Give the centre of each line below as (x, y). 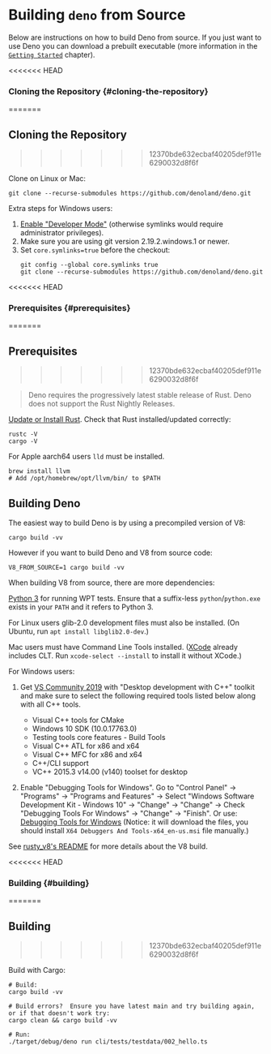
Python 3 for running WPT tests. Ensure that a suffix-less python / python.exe (135, 598)
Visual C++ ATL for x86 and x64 (86, 746)
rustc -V (23, 435)
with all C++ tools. (50, 704)
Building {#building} (49, 883)
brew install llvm (39, 471)
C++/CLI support (60, 763)
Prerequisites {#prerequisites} (70, 308)
